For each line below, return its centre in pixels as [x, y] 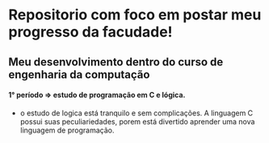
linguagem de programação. [67, 130]
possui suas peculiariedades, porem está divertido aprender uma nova [137, 121]
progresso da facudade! [90, 32]
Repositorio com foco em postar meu [135, 15]
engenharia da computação [79, 74]
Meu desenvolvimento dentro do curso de [116, 62]
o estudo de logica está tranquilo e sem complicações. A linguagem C [137, 113]
